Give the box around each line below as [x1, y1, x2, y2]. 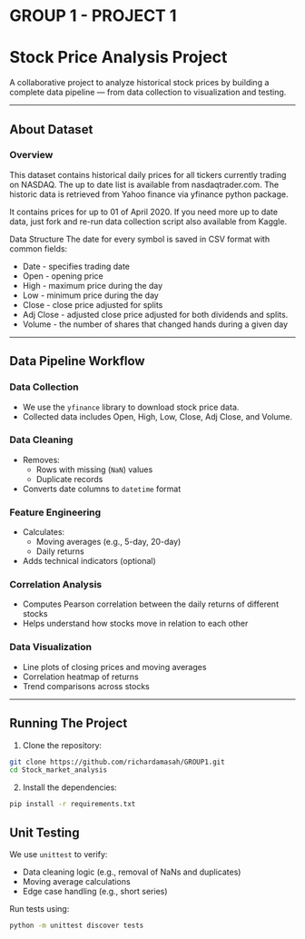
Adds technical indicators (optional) [22, 556, 156, 567]
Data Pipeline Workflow [9, 353, 145, 369]
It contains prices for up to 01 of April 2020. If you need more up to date [9, 206, 279, 217]
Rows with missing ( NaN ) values [35, 464, 153, 475]
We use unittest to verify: [9, 848, 108, 859]
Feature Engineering [9, 506, 102, 519]
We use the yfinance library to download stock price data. [22, 401, 240, 412]
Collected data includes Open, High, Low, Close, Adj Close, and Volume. [22, 410, 293, 422]
